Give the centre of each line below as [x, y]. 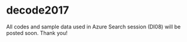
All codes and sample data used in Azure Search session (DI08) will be [93, 27]
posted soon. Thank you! [37, 33]
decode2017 [38, 10]
